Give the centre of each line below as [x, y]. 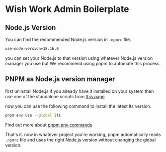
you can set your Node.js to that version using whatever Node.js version [79, 58]
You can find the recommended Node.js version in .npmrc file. [68, 39]
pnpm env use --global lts [33, 115]
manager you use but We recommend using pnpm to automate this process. [83, 63]
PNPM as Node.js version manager [60, 79]
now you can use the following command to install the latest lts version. [78, 106]
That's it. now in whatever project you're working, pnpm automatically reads [83, 134]
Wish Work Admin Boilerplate [67, 9]
